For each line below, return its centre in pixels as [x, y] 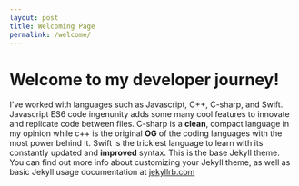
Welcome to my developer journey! [145, 79]
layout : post [34, 18]
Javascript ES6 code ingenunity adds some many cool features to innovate [149, 114]
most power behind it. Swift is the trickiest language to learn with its [136, 143]
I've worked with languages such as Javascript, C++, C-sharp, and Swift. [146, 104]
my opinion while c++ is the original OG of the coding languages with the [146, 133]
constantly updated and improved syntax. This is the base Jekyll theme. [145, 153]
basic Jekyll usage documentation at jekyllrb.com [102, 172]
